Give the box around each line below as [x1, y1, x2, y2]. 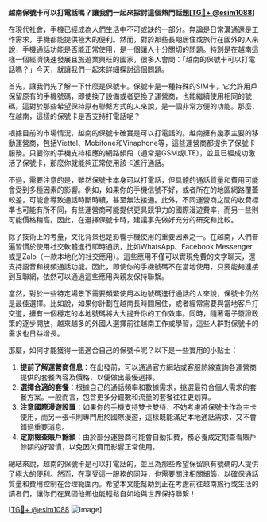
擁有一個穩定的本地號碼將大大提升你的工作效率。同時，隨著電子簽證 [29, 308, 252, 318]
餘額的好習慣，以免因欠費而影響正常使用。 [19, 442, 160, 451]
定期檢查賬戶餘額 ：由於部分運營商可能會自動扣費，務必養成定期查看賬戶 [19, 432, 257, 442]
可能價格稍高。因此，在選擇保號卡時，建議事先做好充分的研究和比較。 [8, 215, 238, 224]
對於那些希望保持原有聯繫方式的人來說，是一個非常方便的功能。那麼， [29, 101, 259, 111]
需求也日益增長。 [8, 328, 64, 338]
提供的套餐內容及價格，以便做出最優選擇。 [19, 372, 160, 382]
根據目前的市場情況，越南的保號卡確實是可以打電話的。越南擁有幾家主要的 [8, 128, 252, 138]
